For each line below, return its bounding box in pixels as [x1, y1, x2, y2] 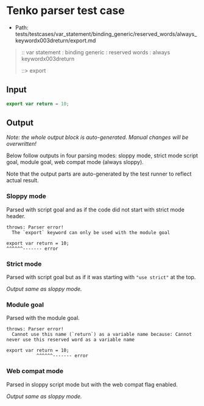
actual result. [6, 177, 39, 184]
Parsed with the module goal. [6, 315, 80, 322]
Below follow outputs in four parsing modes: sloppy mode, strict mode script [6, 152, 199, 159]
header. [6, 212, 26, 219]
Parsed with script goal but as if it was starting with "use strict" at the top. [6, 274, 196, 281]
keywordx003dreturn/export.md [15, 37, 96, 44]
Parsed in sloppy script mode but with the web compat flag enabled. [6, 380, 178, 388]
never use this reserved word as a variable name [6, 337, 135, 343]
